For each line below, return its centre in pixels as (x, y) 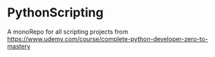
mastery (19, 46)
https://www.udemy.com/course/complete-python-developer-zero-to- (108, 38)
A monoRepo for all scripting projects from (68, 32)
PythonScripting (55, 13)
